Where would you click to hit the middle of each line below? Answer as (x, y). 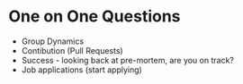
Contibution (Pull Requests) (72, 50)
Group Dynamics (53, 41)
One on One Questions (94, 17)
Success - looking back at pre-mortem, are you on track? (128, 60)
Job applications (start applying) (82, 70)
